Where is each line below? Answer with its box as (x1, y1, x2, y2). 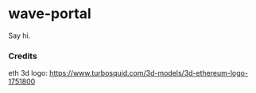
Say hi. (8, 31, 31, 40)
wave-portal (8, 5, 91, 23)
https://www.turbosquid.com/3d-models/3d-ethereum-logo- (48, 69, 249, 78)
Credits (8, 50, 37, 61)
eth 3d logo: (8, 69, 48, 78)
